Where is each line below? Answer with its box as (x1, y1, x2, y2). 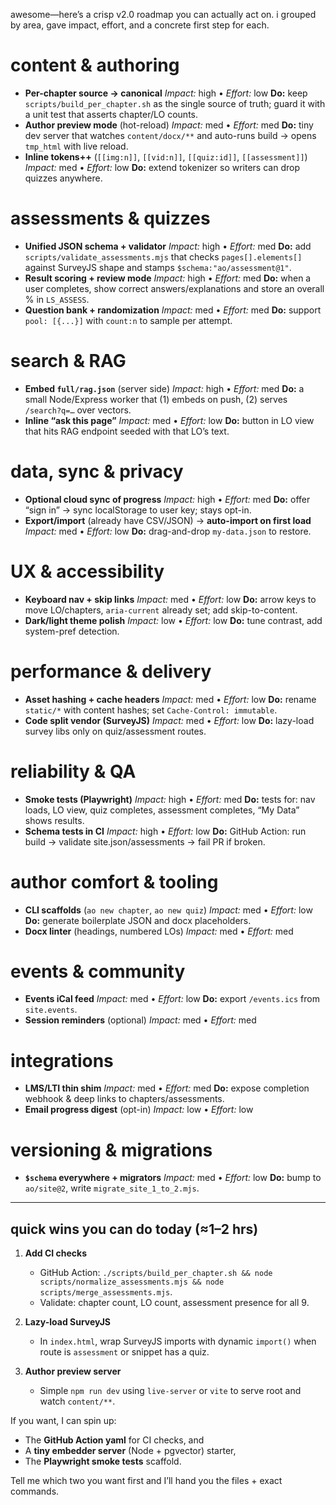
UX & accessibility (10, 560, 165, 583)
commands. (10, 1485, 60, 1498)
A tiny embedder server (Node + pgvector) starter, (24, 1445, 237, 1457)
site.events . (24, 1004, 78, 1016)
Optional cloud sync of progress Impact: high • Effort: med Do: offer (24, 493, 311, 505)
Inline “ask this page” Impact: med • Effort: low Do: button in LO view (24, 414, 315, 426)
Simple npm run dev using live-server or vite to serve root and (39, 1385, 302, 1397)
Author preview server (24, 1365, 122, 1378)
